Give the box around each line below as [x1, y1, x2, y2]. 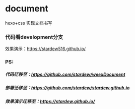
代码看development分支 [5, 33, 64, 40]
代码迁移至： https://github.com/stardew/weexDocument [5, 71, 126, 77]
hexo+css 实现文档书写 [5, 20, 53, 26]
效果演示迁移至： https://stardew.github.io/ [5, 98, 95, 104]
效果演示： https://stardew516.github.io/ [5, 46, 86, 52]
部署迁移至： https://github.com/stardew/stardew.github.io [5, 85, 130, 91]
